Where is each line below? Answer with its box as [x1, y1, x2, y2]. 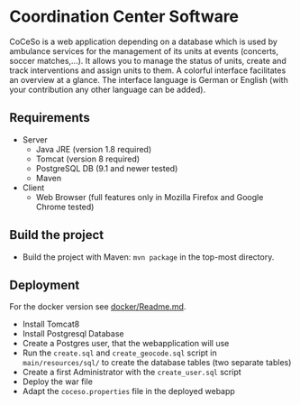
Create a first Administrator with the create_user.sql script [22, 367, 241, 378]
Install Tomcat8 [22, 318, 80, 330]
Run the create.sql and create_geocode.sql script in [22, 347, 218, 358]
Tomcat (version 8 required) [35, 153, 141, 164]
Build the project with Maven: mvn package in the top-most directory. [22, 251, 275, 262]
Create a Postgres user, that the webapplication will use [22, 338, 230, 349]
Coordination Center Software [9, 6, 240, 27]
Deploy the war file [22, 376, 93, 387]
